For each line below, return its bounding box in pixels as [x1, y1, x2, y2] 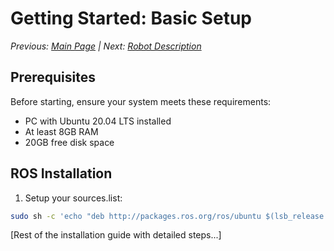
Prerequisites [10, 69, 96, 86]
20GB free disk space [24, 136, 115, 148]
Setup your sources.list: [24, 192, 123, 204]
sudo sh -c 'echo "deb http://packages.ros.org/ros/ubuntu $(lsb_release [10, 211, 325, 221]
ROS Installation [10, 165, 113, 182]
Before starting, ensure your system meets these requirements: [10, 95, 272, 107]
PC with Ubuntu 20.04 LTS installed [24, 115, 172, 127]
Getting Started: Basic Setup [10, 7, 252, 30]
